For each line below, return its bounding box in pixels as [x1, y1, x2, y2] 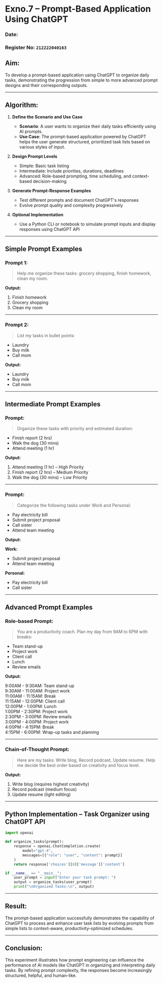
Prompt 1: [5, 259, 28, 266]
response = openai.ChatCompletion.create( [14, 844, 101, 849]
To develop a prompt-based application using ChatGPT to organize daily [5, 72, 149, 78]
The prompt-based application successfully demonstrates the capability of [5, 915, 154, 921]
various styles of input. [19, 144, 65, 150]
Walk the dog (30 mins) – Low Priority [12, 475, 88, 481]
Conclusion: [5, 944, 43, 952]
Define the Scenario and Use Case [12, 114, 83, 120]
